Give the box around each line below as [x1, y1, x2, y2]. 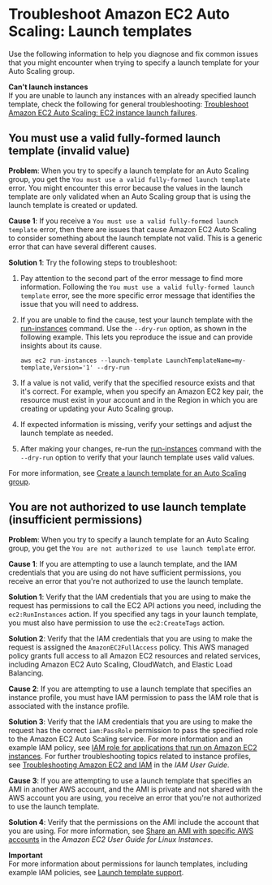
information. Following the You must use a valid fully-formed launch [19, 282, 255, 291]
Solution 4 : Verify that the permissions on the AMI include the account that [8, 817, 260, 827]
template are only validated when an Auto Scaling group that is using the [8, 192, 252, 201]
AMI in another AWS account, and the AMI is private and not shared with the [8, 784, 263, 794]
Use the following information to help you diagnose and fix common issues [8, 49, 258, 58]
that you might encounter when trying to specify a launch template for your [8, 58, 260, 67]
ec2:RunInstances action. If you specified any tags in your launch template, [8, 609, 258, 619]
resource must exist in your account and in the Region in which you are [19, 395, 258, 404]
